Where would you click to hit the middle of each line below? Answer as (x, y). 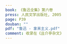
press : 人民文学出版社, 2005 (33, 15)
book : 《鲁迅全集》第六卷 (29, 10)
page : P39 (16, 19)
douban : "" (17, 24)
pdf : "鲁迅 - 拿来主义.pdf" (32, 29)
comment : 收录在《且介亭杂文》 (35, 33)
